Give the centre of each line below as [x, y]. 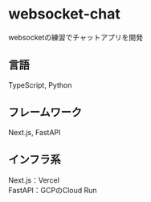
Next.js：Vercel [34, 180]
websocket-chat [64, 14]
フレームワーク [45, 112]
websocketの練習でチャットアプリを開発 [75, 37]
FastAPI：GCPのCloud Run [53, 191]
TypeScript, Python [40, 85]
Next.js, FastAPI [35, 132]
